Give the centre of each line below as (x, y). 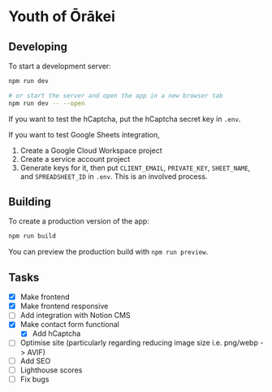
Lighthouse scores (51, 370)
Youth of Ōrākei (62, 17)
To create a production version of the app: (79, 221)
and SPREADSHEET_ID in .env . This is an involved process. (114, 176)
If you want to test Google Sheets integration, (84, 134)
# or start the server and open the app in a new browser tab (116, 96)
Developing (38, 47)
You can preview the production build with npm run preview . (108, 252)
